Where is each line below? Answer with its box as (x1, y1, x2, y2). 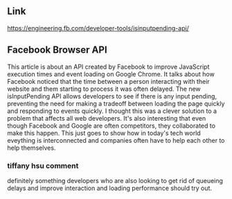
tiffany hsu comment (7, 161, 79, 171)
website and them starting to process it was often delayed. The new (7, 85, 201, 93)
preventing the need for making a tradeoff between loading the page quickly (7, 99, 225, 107)
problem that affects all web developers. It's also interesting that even (7, 114, 206, 122)
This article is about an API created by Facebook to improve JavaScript (7, 62, 210, 71)
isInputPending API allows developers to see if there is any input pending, (7, 92, 217, 100)
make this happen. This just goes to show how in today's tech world (7, 128, 201, 137)
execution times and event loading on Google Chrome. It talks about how (7, 69, 215, 78)
